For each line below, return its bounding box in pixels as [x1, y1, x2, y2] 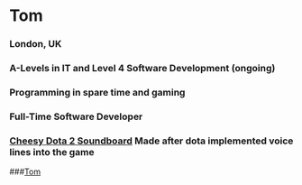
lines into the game [9, 145, 95, 158]
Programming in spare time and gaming [9, 86, 186, 98]
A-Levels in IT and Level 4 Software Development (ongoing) [9, 62, 276, 75]
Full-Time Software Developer [9, 110, 143, 123]
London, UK [9, 38, 62, 51]
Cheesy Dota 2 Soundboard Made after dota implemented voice [9, 134, 294, 147]
